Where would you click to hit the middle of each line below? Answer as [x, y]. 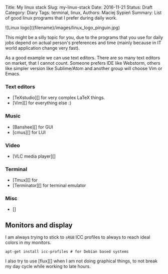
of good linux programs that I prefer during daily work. [61, 18]
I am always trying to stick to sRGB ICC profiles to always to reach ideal [78, 237]
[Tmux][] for [25, 180]
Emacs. [13, 74]
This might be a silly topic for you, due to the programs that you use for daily [84, 37]
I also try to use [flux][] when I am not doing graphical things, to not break [81, 261]
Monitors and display [39, 225]
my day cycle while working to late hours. [48, 266]
